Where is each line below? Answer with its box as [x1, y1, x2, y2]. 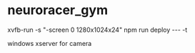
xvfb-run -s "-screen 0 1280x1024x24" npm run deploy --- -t [7, 25, 188, 34]
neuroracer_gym [7, 2, 109, 18]
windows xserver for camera [7, 39, 92, 47]
